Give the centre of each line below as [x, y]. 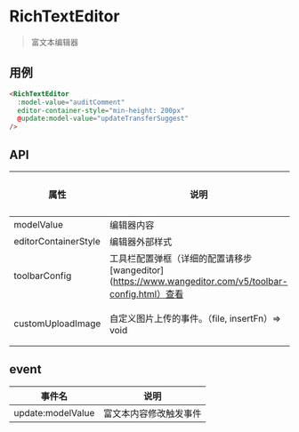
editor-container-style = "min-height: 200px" [101, 110]
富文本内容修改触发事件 [153, 413]
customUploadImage [57, 324]
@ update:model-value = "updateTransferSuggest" [103, 119]
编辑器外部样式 [141, 242]
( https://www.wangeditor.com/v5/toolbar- [199, 281]
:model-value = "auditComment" [71, 102]
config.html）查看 [147, 293]
